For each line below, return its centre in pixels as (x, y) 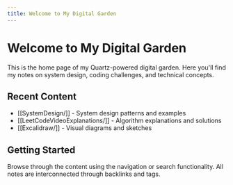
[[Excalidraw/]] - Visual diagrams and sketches (85, 128)
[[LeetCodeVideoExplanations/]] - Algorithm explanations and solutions (119, 121)
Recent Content (42, 96)
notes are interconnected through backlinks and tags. (84, 174)
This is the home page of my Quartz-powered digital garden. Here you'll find (116, 67)
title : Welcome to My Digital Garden (62, 14)
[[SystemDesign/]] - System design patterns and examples (102, 113)
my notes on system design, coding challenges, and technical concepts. (111, 74)
